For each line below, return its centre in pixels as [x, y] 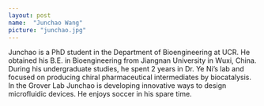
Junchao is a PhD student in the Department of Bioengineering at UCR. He [129, 53]
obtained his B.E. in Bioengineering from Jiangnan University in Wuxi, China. [132, 60]
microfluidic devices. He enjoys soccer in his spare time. [100, 94]
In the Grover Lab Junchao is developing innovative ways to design [117, 86]
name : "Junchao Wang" [45, 23]
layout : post [30, 15]
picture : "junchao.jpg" [47, 30]
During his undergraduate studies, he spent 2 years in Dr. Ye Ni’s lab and [126, 69]
